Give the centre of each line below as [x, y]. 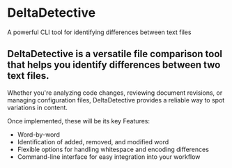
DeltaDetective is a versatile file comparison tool [115, 54]
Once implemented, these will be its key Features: [79, 121]
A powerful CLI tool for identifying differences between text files [99, 32]
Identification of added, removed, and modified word [93, 142]
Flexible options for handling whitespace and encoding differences [113, 149]
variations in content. [38, 107]
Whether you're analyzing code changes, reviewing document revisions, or [115, 93]
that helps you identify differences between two [114, 65]
